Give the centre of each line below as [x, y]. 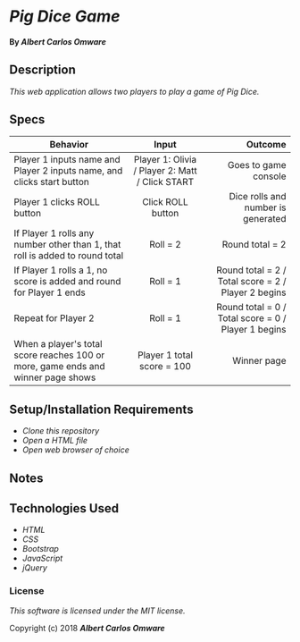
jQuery [34, 568]
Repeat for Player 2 [54, 318]
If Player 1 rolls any [54, 233]
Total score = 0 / [252, 318]
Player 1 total [165, 355]
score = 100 [166, 367]
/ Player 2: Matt [166, 171]
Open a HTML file [54, 441]
